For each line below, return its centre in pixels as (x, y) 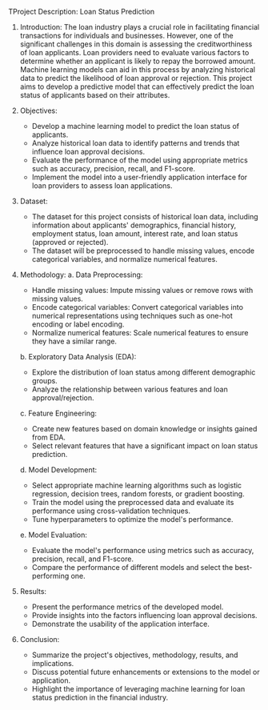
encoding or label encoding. (78, 324)
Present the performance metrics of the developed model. (128, 607)
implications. (53, 663)
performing (50, 576)
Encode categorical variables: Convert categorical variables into (138, 307)
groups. (44, 381)
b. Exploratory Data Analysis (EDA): (78, 357)
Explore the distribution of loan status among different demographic (144, 372)
